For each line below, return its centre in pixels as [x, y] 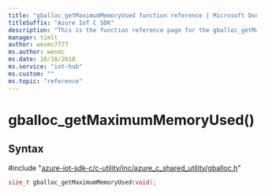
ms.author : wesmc [37, 52]
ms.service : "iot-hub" [45, 67]
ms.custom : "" [32, 74]
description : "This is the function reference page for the [109, 30]
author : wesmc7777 [38, 45]
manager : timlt [33, 37]
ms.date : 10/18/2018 [42, 60]
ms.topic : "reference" [45, 81]
